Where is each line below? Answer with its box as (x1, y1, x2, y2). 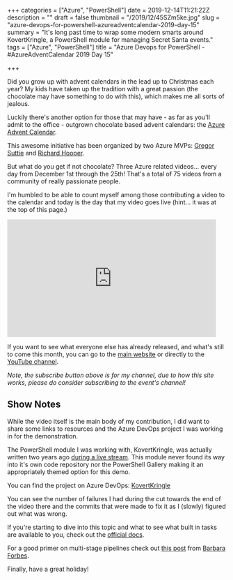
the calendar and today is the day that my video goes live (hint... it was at (7, 198, 217, 206)
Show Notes (7, 399, 61, 411)
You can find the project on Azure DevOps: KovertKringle (7, 481, 170, 489)
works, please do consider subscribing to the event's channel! (7, 379, 186, 386)
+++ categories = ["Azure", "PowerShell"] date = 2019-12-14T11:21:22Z (7, 6, 210, 14)
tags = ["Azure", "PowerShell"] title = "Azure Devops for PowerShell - (7, 43, 205, 51)
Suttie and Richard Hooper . (7, 149, 85, 157)
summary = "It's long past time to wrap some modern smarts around (7, 28, 204, 36)
